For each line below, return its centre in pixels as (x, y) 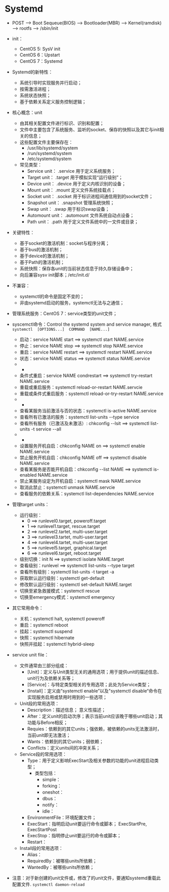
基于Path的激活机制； (42, 262)
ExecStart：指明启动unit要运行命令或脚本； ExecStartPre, (87, 824)
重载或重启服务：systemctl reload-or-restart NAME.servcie (81, 387)
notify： (51, 805)
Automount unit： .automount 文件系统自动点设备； (81, 215)
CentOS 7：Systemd (41, 61)
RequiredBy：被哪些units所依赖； (62, 861)
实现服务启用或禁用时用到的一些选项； (67, 697)
